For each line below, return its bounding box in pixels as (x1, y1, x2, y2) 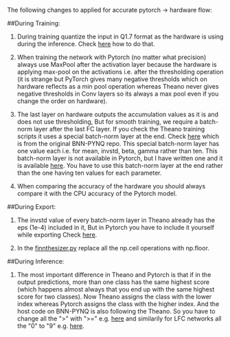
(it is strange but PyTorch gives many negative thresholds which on (16, 75, 207, 83)
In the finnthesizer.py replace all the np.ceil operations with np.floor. (16, 244, 209, 252)
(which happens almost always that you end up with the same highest (16, 285, 215, 293)
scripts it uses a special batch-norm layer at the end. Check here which (16, 132, 220, 140)
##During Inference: (7, 257, 65, 265)
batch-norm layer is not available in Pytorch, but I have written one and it (16, 154, 223, 162)
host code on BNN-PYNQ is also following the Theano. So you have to (16, 307, 216, 315)
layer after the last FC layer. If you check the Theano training (34, 125, 205, 133)
